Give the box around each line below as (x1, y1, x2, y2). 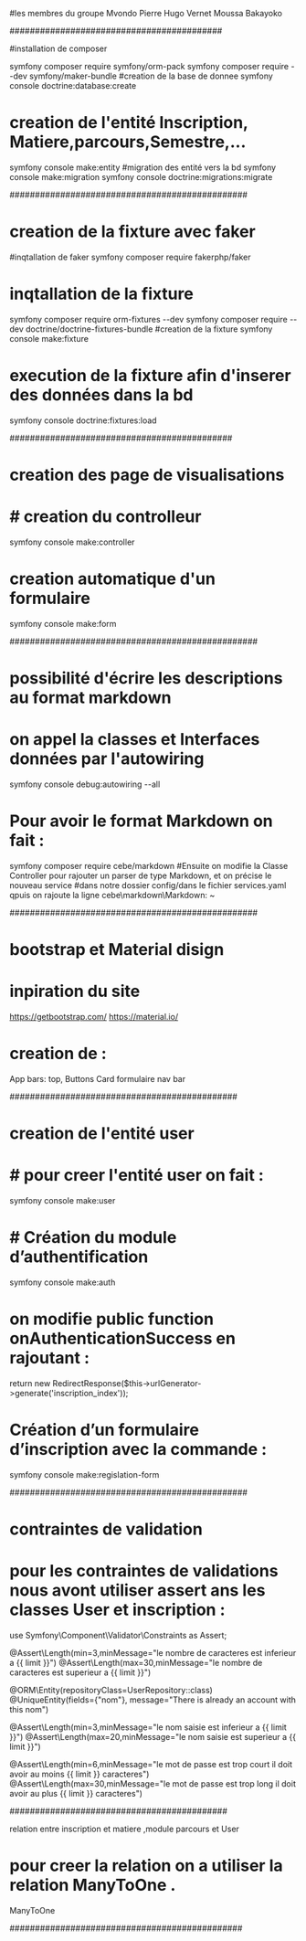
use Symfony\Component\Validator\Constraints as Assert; (9, 1630, 227, 1640)
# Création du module (9, 1227, 177, 1248)
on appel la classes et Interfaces (9, 729, 260, 750)
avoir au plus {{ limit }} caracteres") (9, 1788, 143, 1798)
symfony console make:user (9, 1195, 116, 1206)
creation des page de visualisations (9, 464, 285, 485)
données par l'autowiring (9, 748, 205, 769)
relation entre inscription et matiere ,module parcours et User (9, 1823, 240, 1834)
